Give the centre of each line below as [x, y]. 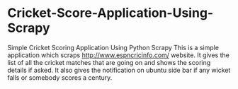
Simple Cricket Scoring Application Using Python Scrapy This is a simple [113, 47]
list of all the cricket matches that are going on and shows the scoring [109, 62]
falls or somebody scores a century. [60, 77]
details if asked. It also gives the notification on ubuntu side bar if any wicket [119, 70]
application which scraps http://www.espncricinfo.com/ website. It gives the [119, 55]
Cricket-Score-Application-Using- [110, 13]
